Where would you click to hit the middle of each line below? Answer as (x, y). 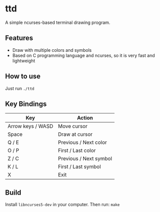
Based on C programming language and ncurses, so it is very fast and (83, 55)
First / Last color (77, 151)
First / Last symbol (79, 167)
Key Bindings (26, 104)
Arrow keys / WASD (30, 126)
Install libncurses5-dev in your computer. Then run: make (62, 205)
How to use (23, 76)
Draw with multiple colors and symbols (52, 50)
